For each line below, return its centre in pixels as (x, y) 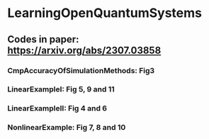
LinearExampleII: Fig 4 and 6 (57, 109)
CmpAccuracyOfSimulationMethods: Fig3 (81, 70)
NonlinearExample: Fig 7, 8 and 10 (67, 128)
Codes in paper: (43, 39)
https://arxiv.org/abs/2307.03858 (84, 50)
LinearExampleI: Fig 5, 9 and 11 (61, 89)
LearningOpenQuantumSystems (105, 13)
